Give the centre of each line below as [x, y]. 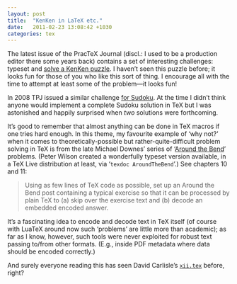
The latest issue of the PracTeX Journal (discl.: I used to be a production [112, 54]
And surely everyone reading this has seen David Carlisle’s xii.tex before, [116, 266]
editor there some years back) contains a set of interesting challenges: [110, 62]
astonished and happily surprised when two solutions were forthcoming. [113, 113]
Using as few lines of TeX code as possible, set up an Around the [119, 186]
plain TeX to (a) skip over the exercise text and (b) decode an [114, 200]
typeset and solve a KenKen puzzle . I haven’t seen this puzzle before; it [111, 69]
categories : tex [31, 34]
